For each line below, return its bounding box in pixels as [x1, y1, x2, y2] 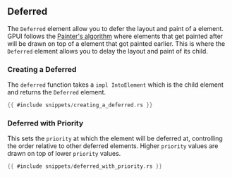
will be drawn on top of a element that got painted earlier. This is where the [7, 39, 226, 48]
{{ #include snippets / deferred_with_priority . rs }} [7, 163, 162, 170]
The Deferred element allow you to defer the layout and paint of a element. [7, 24, 224, 32]
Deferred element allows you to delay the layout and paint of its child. [7, 47, 208, 55]
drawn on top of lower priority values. [7, 149, 121, 158]
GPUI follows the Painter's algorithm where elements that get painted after [7, 32, 224, 40]
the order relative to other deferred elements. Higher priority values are [7, 142, 219, 150]
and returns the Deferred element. [7, 88, 106, 97]
